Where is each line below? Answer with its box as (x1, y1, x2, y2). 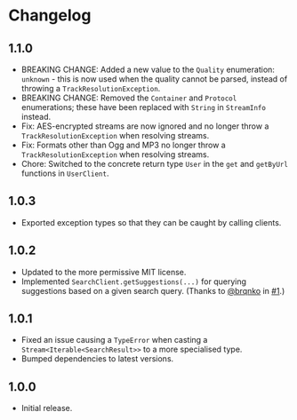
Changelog (8, 5, 92, 26)
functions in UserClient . (20, 168, 109, 178)
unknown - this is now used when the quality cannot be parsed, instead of (20, 74, 288, 84)
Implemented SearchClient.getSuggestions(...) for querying (20, 276, 246, 287)
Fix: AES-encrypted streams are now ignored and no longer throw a (20, 121, 269, 131)
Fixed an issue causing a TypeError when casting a (20, 335, 208, 345)
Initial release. (20, 403, 73, 414)
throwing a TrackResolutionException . (20, 83, 161, 93)
